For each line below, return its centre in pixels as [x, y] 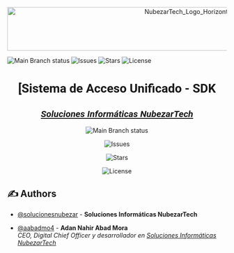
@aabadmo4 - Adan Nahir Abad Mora [72, 228]
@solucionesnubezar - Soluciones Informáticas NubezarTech [107, 214]
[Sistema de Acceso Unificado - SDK [117, 89]
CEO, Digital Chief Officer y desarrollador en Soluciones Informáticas [117, 235]
